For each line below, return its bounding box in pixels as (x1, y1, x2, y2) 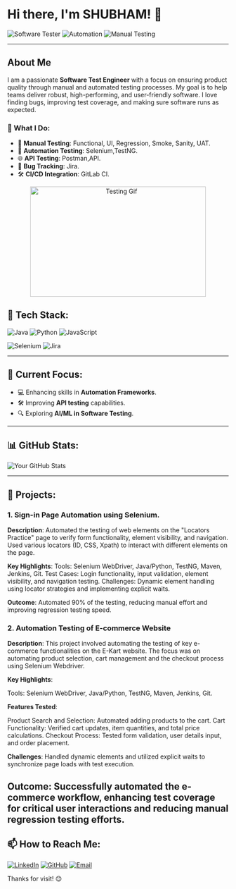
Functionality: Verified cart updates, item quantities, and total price (7, 724, 200, 732)
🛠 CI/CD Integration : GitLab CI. (17, 170, 110, 178)
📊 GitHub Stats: (7, 440, 79, 452)
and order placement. (7, 739, 70, 747)
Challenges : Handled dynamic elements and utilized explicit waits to (7, 752, 206, 761)
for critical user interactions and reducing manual (7, 802, 229, 814)
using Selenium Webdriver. (7, 662, 86, 670)
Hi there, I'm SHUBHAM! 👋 (7, 6, 163, 23)
